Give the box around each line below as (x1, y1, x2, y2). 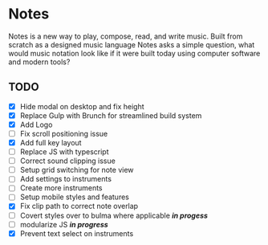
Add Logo (19, 120, 53, 129)
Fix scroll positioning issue (19, 129, 108, 138)
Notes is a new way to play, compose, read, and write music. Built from (8, 31, 243, 41)
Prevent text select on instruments (19, 228, 134, 238)
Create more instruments (19, 183, 103, 193)
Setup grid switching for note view (19, 165, 134, 175)
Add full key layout (19, 138, 82, 147)
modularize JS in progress (19, 219, 108, 229)
